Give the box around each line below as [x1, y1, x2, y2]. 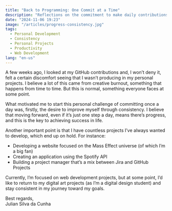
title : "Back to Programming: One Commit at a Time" [5, 7, 120, 13]
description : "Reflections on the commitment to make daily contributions [5, 12, 168, 17]
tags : [5, 27, 17, 32]
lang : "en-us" [5, 55, 36, 61]
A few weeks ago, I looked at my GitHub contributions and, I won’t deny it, [5, 69, 161, 75]
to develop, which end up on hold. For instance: [5, 133, 106, 139]
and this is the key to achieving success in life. [5, 118, 103, 124]
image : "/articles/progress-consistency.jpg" [5, 22, 104, 27]
